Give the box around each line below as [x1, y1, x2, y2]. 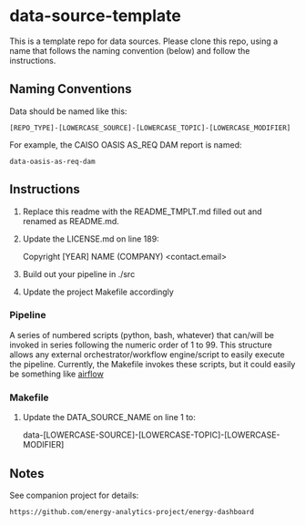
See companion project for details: [9, 490, 139, 500]
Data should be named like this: [9, 106, 127, 117]
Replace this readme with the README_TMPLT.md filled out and [22, 206, 262, 217]
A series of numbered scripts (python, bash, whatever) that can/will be [9, 329, 275, 340]
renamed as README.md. [22, 215, 120, 226]
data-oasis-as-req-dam [9, 157, 96, 166]
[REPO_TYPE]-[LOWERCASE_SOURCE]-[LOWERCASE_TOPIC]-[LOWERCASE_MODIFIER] [9, 123, 291, 132]
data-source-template [9, 5, 182, 26]
